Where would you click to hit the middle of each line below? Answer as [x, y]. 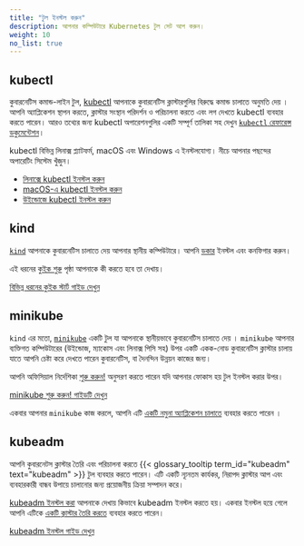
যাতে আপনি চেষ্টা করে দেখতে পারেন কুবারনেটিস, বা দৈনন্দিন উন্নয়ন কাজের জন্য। [110, 358]
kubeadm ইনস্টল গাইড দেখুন [52, 531]
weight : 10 [30, 35]
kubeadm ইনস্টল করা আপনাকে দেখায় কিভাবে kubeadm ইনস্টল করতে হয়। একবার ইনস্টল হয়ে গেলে [148, 502]
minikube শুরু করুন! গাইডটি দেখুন [59, 394]
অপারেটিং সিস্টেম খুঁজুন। [40, 161]
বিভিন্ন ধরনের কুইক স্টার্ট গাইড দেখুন [55, 286]
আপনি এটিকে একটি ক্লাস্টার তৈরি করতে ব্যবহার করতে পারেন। [87, 512]
